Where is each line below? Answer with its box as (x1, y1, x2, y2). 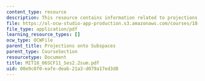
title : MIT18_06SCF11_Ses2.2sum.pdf (6, 60, 99, 66)
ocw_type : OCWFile (6, 37, 53, 43)
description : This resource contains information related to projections (6, 15, 198, 21)
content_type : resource (6, 9, 67, 15)
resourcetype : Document (6, 54, 67, 60)
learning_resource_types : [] (6, 32, 81, 38)
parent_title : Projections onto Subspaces (6, 43, 116, 49)
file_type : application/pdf (6, 26, 78, 32)
